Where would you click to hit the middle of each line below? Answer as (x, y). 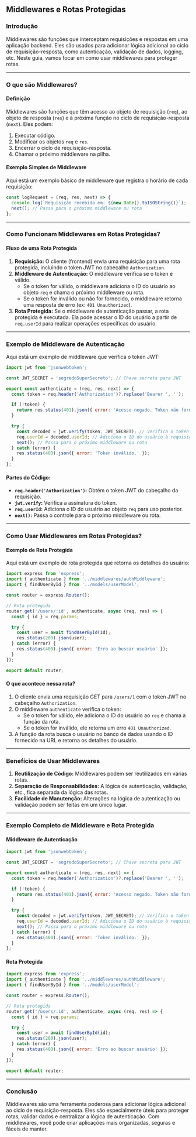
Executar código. (35, 135)
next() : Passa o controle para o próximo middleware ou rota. (87, 515)
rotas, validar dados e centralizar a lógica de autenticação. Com (83, 1116)
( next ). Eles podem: (30, 124)
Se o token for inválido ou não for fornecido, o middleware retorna (103, 299)
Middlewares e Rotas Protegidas (66, 10)
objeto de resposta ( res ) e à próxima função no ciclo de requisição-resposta (98, 118)
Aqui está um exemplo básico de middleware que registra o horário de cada (97, 180)
